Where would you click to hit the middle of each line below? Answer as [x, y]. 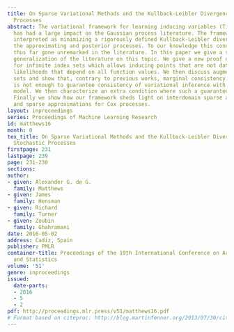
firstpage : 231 [29, 150]
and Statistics [36, 260]
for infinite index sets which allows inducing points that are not [115, 65]
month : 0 [20, 130]
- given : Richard [32, 208]
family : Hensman [37, 201]
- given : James [29, 195]
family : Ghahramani [42, 227]
